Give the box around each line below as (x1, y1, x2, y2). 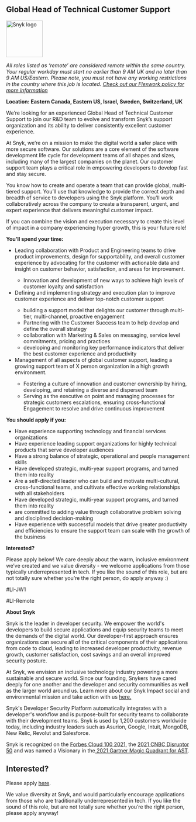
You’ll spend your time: (6, 235, 64, 242)
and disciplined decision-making (14, 514, 94, 521)
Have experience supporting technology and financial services (14, 427, 166, 434)
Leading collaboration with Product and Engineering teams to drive (14, 247, 176, 254)
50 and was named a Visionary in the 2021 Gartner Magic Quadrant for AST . (6, 747, 190, 754)
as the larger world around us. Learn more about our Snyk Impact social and (6, 687, 190, 694)
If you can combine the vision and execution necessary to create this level (6, 217, 185, 225)
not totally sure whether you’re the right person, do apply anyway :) (6, 574, 169, 581)
